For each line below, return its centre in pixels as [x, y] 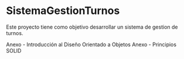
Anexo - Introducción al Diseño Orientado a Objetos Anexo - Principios [91, 44]
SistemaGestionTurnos [63, 11]
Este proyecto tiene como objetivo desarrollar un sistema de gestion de [92, 27]
